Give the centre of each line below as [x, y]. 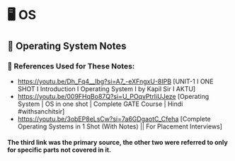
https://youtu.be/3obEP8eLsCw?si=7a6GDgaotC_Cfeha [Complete [114, 119]
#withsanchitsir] [41, 111]
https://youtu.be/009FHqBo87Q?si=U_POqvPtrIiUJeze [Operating [113, 96]
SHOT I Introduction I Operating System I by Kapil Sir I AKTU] [107, 89]
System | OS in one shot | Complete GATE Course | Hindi [100, 104]
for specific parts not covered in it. [59, 150]
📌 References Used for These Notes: [71, 66]
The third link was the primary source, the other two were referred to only [117, 143]
